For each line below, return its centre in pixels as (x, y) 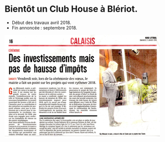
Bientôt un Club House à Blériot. (71, 9)
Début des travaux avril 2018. (41, 23)
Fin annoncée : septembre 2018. (44, 27)
